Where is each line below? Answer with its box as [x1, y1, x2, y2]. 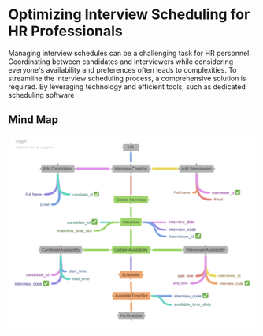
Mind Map [8, 113, 59, 127]
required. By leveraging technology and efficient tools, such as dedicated [8, 81, 246, 91]
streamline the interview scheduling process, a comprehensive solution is [8, 73, 246, 83]
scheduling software [8, 90, 75, 99]
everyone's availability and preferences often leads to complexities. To [8, 65, 238, 74]
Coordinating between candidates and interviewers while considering [8, 57, 234, 66]
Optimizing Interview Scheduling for [8, 6, 250, 24]
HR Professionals [8, 22, 124, 40]
